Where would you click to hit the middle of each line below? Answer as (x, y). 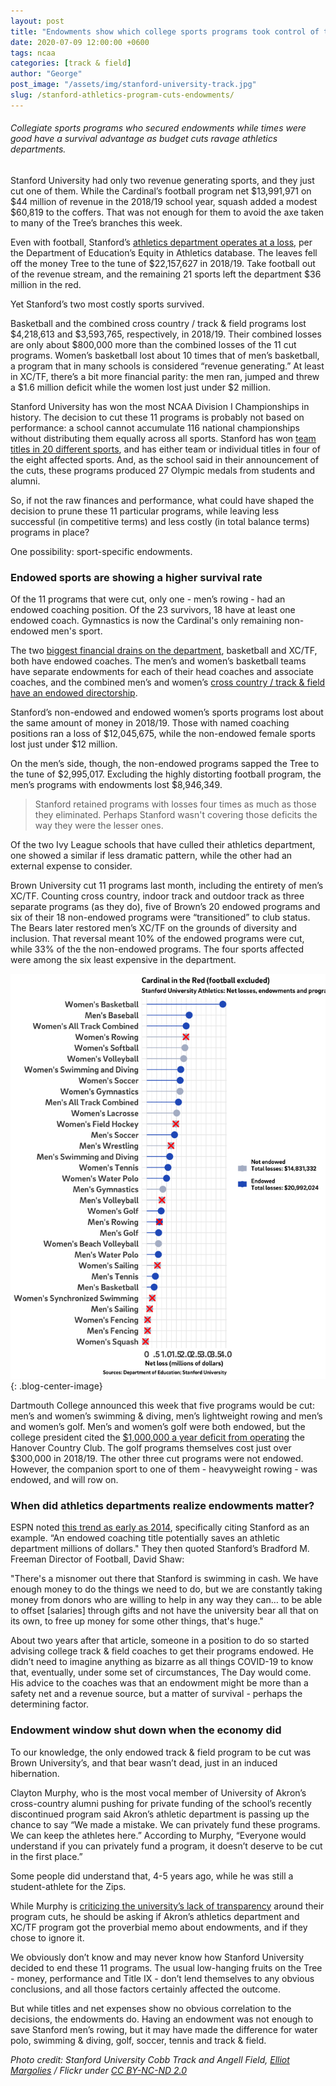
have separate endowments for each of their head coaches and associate (162, 672)
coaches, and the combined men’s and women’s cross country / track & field (168, 682)
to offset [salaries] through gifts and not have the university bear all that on (164, 1611)
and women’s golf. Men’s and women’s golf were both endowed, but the (158, 1427)
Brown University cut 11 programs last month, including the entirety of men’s (167, 886)
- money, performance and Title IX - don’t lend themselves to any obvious (162, 1978)
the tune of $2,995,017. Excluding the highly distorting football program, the (166, 774)
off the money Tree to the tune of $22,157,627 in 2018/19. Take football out (163, 263)
